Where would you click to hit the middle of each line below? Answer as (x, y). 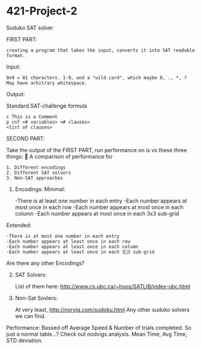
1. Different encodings (36, 167)
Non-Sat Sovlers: (36, 298)
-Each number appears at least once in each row (68, 241)
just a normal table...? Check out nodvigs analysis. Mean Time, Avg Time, (97, 334)
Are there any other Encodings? (45, 263)
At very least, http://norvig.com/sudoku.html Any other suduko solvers (102, 309)
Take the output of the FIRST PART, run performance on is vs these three (97, 150)
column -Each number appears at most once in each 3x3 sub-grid (97, 213)
